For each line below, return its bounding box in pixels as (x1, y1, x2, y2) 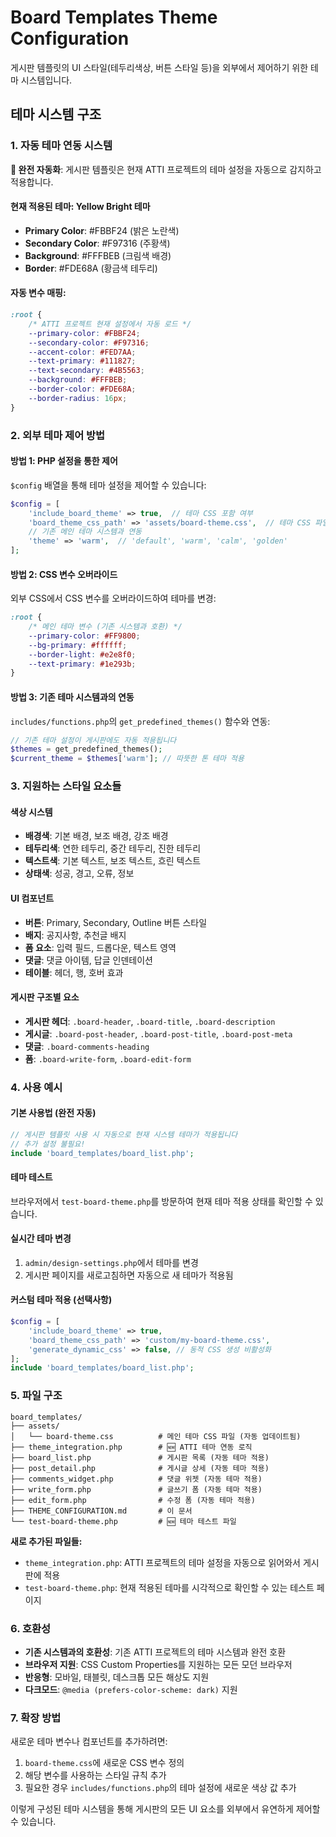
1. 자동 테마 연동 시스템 (10, 139, 113, 153)
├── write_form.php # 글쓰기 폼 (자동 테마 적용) (10, 1484, 263, 1495)
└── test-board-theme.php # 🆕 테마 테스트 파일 (10, 1516, 237, 1526)
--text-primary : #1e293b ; (28, 659, 137, 669)
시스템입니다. (20, 74, 73, 86)
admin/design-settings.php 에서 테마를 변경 (24, 1256, 199, 1268)
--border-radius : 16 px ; (28, 393, 128, 403)
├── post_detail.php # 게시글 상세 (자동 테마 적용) (10, 1463, 270, 1473)
